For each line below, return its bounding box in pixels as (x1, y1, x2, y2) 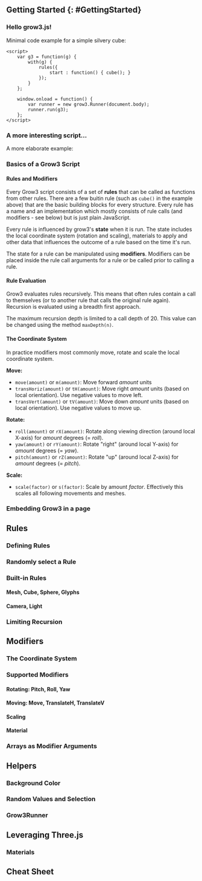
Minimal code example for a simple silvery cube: (6, 36, 127, 44)
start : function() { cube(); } (49, 69, 131, 76)
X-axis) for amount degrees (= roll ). (14, 434, 104, 441)
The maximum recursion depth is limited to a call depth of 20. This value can (6, 315, 197, 322)
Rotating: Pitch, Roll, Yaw (6, 685, 71, 692)
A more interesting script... (6, 131, 87, 140)
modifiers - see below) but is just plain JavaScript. (6, 214, 131, 221)
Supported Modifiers (6, 670, 69, 679)
